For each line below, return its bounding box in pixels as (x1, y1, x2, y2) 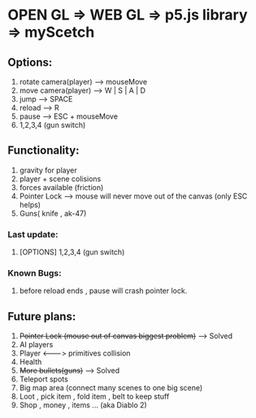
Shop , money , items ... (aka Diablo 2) (19, 400, 147, 410)
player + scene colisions (19, 173, 102, 184)
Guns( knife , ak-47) (19, 208, 87, 218)
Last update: (7, 229, 59, 240)
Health (19, 357, 42, 367)
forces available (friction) (19, 182, 104, 192)
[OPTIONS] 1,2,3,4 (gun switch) (19, 247, 125, 257)
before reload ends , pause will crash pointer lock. (19, 286, 188, 296)
